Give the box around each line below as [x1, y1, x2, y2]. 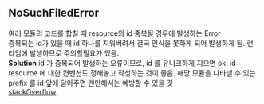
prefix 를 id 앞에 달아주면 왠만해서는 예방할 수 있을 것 [8, 78, 174, 87]
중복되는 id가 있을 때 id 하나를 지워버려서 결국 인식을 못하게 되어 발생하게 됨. [8, 38, 246, 48]
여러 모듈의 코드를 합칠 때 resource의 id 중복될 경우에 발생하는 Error [8, 28, 221, 38]
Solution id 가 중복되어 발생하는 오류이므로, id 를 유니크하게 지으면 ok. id [8, 58, 237, 67]
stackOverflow [8, 87, 57, 96]
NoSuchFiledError [8, 6, 100, 20]
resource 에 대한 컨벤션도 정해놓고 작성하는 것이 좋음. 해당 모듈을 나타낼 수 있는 [8, 67, 257, 78]
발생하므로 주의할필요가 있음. [29, 48, 120, 58]
